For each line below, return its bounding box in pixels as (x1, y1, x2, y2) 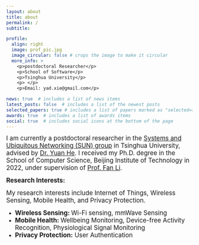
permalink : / (6, 20, 38, 25)
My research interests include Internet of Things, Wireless (6, 189, 176, 197)
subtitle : (6, 25, 31, 31)
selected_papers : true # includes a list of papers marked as (6, 107, 163, 113)
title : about (6, 14, 38, 20)
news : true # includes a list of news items (6, 96, 120, 102)
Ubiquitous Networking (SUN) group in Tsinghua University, (6, 141, 181, 150)
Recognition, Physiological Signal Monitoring (14, 224, 145, 232)
